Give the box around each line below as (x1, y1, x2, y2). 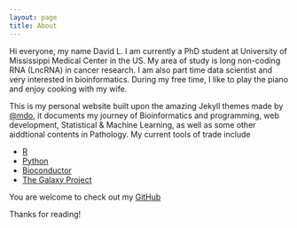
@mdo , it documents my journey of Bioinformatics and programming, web (9, 110, 279, 121)
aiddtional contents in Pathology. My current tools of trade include (9, 129, 251, 139)
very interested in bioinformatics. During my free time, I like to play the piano (9, 74, 289, 84)
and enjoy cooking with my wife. (9, 83, 128, 94)
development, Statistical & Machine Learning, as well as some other (9, 119, 256, 130)
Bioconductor (21, 165, 73, 176)
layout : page (9, 12, 58, 22)
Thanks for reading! (9, 208, 82, 219)
